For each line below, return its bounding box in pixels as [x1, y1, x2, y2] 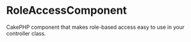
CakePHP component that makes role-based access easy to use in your [6, 23, 185, 31]
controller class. [6, 29, 46, 37]
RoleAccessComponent [6, 4, 127, 17]
